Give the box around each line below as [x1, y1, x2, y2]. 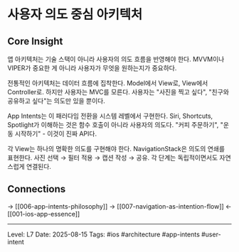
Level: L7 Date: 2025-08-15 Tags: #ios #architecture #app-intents [7, 230, 201, 239]
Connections [7, 183, 66, 195]
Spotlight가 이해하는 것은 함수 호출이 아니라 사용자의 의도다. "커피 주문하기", [7, 121, 219, 128]
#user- [201, 230, 222, 239]
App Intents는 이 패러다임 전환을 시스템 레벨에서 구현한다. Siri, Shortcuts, [7, 111, 213, 120]
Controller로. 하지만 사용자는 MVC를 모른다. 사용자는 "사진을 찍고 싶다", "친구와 [7, 88, 230, 96]
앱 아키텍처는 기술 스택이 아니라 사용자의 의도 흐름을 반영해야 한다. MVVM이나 [7, 55, 225, 63]
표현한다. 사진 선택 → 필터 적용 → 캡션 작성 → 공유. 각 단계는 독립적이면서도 [7, 153, 218, 162]
